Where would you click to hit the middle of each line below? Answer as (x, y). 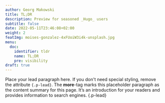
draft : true (17, 65)
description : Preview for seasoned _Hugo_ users (57, 19)
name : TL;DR (26, 56)
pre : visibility (31, 61)
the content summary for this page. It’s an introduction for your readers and (83, 90)
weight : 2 (15, 33)
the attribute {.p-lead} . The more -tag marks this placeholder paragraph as (82, 85)
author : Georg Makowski (30, 10)
